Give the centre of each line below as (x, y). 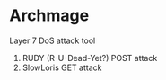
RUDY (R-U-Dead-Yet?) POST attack (90, 58)
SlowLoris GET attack (62, 67)
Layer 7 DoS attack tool (52, 40)
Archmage (49, 16)
